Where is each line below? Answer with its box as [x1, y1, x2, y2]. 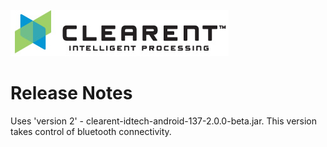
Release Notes [10, 82, 133, 105]
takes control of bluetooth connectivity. [10, 125, 172, 137]
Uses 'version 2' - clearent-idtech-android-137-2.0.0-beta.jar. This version [10, 115, 318, 127]
